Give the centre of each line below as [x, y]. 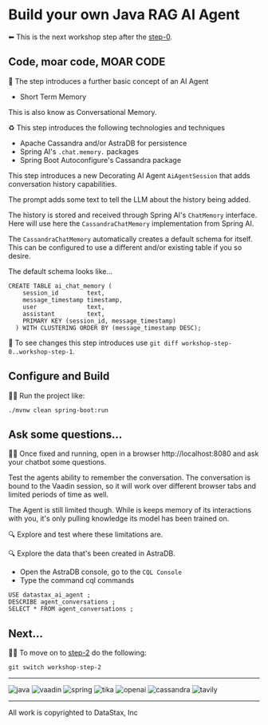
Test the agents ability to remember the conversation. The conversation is [130, 477]
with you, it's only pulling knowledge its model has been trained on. [119, 519]
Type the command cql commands [77, 580]
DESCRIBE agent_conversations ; [62, 602]
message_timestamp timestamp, [73, 300]
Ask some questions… [65, 434]
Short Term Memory [53, 97]
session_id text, [64, 293]
